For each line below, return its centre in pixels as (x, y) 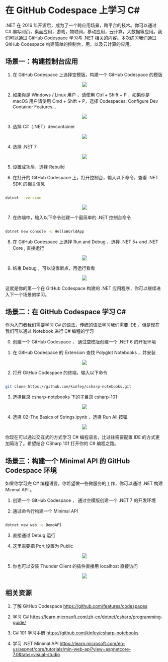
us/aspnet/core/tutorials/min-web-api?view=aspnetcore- (72, 649)
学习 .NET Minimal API (35, 643)
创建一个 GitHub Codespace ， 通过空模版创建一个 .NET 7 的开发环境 (84, 500)
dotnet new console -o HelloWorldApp (45, 231)
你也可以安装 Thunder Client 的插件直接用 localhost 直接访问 (75, 566)
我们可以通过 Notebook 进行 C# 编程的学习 (50, 331)
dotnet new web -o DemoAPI (33, 525)
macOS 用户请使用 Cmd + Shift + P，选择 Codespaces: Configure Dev (85, 101)
